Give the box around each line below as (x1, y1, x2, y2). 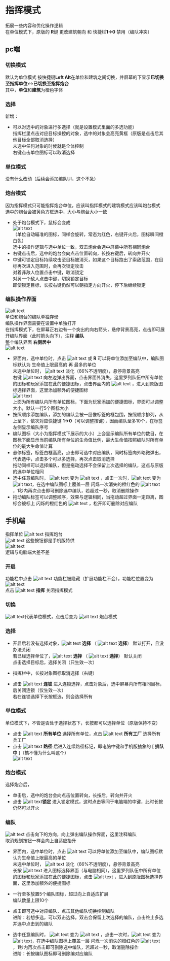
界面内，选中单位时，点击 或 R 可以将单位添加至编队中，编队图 (12, 355, 164, 361)
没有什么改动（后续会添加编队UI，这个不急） (5, 176, 99, 182)
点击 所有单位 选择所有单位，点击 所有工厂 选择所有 (12, 731, 161, 737)
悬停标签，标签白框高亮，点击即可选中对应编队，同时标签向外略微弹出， (12, 449, 163, 455)
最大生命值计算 (21, 443, 53, 449)
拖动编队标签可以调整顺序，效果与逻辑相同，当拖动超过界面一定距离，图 (12, 493, 163, 500)
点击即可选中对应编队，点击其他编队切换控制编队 (12, 908, 115, 914)
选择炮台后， (5, 781, 32, 787)
